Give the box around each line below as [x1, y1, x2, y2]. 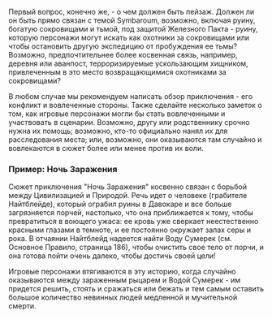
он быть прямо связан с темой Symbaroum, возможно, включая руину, [8, 15, 256, 25]
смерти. [8, 301, 37, 311]
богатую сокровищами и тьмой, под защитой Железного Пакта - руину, [8, 24, 258, 33]
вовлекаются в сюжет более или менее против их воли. [8, 144, 205, 153]
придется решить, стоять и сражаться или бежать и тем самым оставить [8, 284, 264, 294]
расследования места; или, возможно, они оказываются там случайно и [8, 135, 262, 144]
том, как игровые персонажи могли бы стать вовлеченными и [8, 109, 226, 119]
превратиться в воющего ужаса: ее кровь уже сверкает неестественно [8, 217, 259, 226]
